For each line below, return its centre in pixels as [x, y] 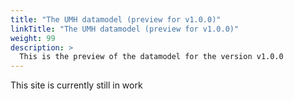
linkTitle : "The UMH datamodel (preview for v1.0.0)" [125, 29]
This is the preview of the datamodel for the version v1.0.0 [151, 57]
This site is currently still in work [76, 85]
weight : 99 [33, 38]
